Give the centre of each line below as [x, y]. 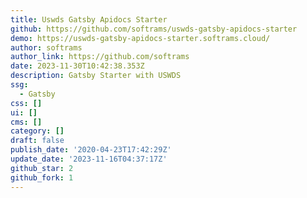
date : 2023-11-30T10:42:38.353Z [77, 66]
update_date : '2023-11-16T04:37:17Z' [89, 159]
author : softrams [46, 47]
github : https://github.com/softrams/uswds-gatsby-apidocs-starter [154, 29]
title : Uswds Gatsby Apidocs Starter [89, 19]
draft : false [37, 141]
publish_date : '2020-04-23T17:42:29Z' [91, 150]
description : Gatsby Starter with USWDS [96, 76]
